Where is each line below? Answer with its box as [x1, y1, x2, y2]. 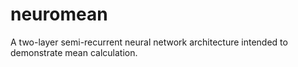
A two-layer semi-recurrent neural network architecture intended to [10, 36, 288, 48]
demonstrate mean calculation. [10, 46, 138, 58]
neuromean [10, 3, 108, 26]
